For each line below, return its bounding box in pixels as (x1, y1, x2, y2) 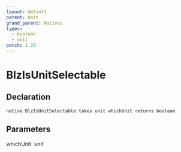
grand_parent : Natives (6, 20, 63, 26)
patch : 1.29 (6, 43, 36, 49)
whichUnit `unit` (6, 140, 46, 147)
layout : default (6, 8, 47, 15)
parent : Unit (6, 14, 39, 20)
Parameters (6, 124, 51, 135)
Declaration (6, 92, 51, 102)
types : (6, 25, 23, 32)
